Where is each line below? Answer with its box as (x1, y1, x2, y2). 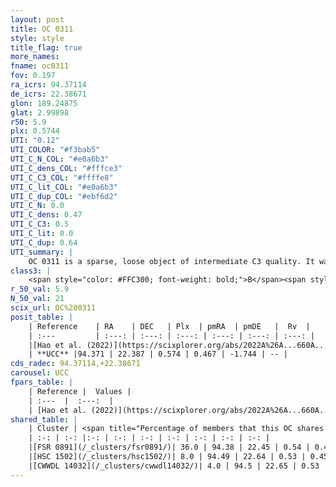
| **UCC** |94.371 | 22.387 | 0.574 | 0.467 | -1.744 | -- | (28, 349, 288, 360)
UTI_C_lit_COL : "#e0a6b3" (10, 182, 118, 192)
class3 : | (10, 266, 52, 276)
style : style (10, 33, 65, 43)
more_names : (10, 52, 60, 62)
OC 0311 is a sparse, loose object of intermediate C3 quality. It (28, 256, 315, 266)
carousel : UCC (10, 368, 70, 378)
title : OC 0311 (10, 24, 74, 34)
